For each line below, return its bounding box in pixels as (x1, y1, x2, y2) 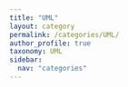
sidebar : (9, 55, 43, 64)
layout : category (9, 22, 75, 31)
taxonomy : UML (9, 47, 64, 56)
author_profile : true (9, 38, 92, 48)
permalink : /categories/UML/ (9, 30, 120, 39)
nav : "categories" (17, 64, 88, 73)
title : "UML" (9, 13, 59, 23)
